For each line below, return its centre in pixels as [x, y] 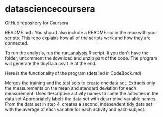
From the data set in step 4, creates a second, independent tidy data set [79, 104]
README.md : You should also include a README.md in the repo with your [81, 32]
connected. [17, 43]
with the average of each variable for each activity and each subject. [75, 109]
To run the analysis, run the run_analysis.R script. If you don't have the [77, 53]
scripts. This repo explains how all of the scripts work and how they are [78, 38]
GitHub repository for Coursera [37, 23]
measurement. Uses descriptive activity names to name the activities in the [82, 93]
